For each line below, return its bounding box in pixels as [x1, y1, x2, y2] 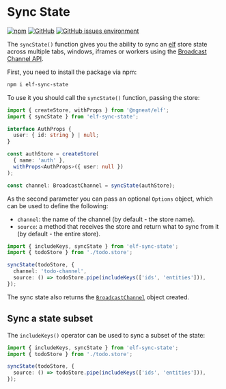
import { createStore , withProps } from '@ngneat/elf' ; [7, 107, 169, 114]
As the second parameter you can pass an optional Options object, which [7, 194, 213, 203]
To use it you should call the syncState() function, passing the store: [7, 93, 200, 101]
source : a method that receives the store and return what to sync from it [16, 222, 219, 230]
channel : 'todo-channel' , [13, 268, 87, 275]
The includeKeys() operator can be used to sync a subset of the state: [7, 331, 206, 339]
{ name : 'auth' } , [13, 157, 66, 164]
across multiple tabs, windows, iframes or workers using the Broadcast [7, 47, 207, 55]
